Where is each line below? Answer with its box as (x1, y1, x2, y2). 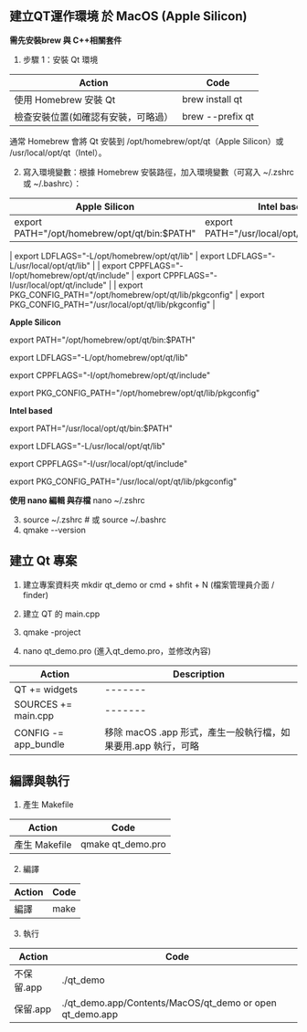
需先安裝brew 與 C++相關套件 (9, 35, 122, 46)
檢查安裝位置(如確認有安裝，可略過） (14, 111, 174, 123)
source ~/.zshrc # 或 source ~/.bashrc (22, 514, 167, 525)
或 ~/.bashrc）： (22, 177, 82, 189)
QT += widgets (14, 683, 78, 696)
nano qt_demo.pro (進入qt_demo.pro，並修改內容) (22, 645, 212, 656)
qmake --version (22, 524, 87, 535)
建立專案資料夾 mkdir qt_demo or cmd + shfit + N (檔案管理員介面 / (22, 579, 275, 590)
